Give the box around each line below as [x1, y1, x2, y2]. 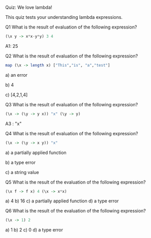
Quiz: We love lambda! [5, 5, 52, 10]
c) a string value [5, 169, 39, 175]
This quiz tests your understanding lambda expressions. [5, 14, 123, 20]
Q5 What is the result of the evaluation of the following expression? [5, 179, 146, 185]
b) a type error [5, 159, 36, 165]
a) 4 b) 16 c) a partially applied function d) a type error [5, 198, 119, 204]
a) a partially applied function [5, 150, 67, 156]
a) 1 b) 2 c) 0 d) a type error [5, 227, 64, 233]
